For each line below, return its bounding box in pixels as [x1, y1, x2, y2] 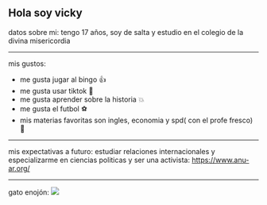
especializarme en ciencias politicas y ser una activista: [8, 155, 191, 164]
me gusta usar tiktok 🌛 [19, 86, 94, 95]
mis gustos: [8, 59, 46, 68]
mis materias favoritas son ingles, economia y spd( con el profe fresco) [19, 115, 253, 125]
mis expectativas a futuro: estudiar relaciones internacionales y [8, 146, 216, 156]
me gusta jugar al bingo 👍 [19, 75, 106, 84]
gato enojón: [8, 187, 50, 197]
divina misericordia [8, 36, 71, 45]
